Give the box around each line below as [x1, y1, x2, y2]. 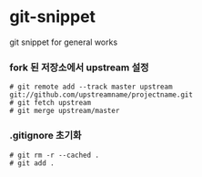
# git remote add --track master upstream [9, 82, 173, 92]
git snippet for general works [9, 36, 118, 47]
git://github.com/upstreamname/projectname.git [9, 90, 194, 99]
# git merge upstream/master [9, 107, 120, 116]
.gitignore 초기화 [9, 130, 82, 142]
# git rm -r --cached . [9, 151, 100, 160]
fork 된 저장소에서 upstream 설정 [9, 61, 149, 74]
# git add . [9, 158, 55, 168]
